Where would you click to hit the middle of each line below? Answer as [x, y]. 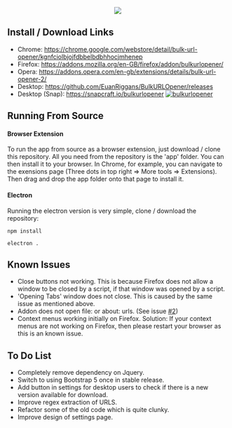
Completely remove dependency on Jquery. [81, 373]
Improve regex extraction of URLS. [67, 402]
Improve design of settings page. [65, 417]
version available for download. [63, 395]
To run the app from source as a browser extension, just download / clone [114, 149]
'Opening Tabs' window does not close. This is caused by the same [115, 296]
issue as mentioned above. [56, 304]
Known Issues [39, 265]
